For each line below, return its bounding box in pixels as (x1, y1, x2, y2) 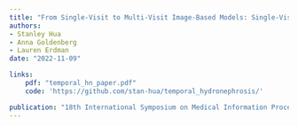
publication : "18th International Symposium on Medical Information (9, 103, 268, 112)
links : (9, 70, 34, 80)
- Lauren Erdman (9, 46, 69, 55)
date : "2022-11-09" (9, 54, 82, 63)
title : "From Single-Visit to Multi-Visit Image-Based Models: (9, 12, 248, 22)
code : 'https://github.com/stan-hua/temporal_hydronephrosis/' (25, 86, 264, 96)
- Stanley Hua (9, 29, 62, 38)
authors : (9, 21, 42, 30)
